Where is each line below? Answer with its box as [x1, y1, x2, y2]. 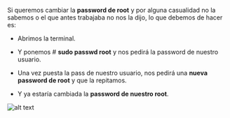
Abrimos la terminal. [17, 34, 76, 43]
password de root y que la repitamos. [17, 76, 128, 84]
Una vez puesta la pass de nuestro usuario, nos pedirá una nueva [17, 69, 208, 77]
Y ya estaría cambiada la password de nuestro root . [17, 90, 169, 98]
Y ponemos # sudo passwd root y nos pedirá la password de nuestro [17, 48, 219, 56]
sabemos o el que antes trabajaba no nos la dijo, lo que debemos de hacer [7, 13, 223, 22]
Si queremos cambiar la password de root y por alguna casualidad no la [7, 6, 216, 14]
